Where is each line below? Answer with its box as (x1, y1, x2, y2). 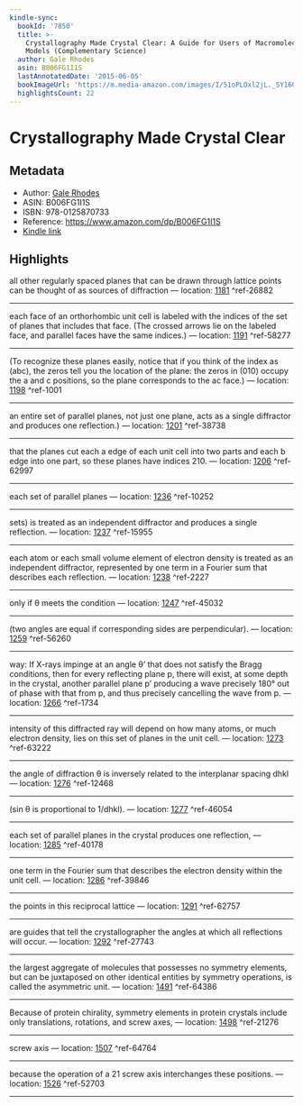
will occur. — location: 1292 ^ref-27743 (9, 937, 155, 947)
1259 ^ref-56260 (9, 633, 72, 644)
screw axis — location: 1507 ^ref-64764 (9, 1043, 157, 1054)
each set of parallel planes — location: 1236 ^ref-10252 (9, 491, 215, 502)
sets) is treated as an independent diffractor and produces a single (9, 517, 258, 528)
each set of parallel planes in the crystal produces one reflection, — (9, 830, 262, 841)
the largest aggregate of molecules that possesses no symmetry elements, (9, 962, 288, 973)
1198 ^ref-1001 (9, 385, 62, 396)
